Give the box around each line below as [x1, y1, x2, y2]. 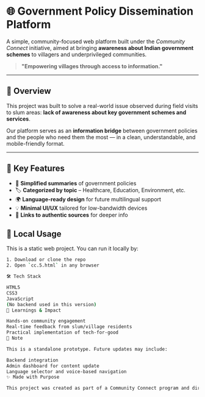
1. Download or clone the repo [6, 257, 86, 263]
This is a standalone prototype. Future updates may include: [6, 346, 168, 352]
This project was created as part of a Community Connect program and [6, 385, 190, 392]
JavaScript [6, 296, 34, 302]
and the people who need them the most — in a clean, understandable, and [6, 133, 196, 141]
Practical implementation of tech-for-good [6, 329, 119, 336]
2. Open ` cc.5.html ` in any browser [6, 262, 99, 269]
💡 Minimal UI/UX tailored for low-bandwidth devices [15, 204, 148, 212]
